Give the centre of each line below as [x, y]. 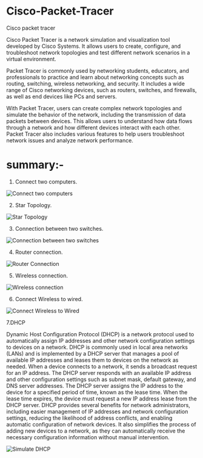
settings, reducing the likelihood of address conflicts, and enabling [89, 418]
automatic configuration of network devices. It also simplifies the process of [101, 424]
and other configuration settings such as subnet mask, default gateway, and [101, 379]
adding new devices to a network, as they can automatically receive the [96, 431]
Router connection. [39, 252]
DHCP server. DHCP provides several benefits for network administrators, [98, 405]
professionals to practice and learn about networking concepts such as [95, 77]
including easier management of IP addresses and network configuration [97, 411]
